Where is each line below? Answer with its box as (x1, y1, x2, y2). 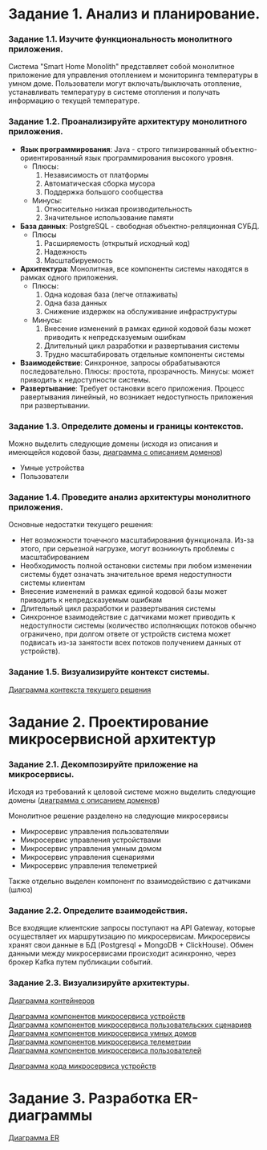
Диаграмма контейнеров (8, 996, 95, 1005)
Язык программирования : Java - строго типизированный (19, 144, 220, 153)
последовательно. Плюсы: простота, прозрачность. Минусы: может (19, 366, 255, 376)
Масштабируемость (43, 255, 114, 265)
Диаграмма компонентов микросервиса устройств (8, 1011, 186, 1021)
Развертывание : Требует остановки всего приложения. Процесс (19, 383, 245, 393)
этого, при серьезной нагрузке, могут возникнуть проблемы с (19, 544, 235, 554)
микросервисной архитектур (8, 730, 216, 748)
